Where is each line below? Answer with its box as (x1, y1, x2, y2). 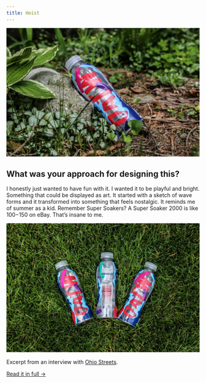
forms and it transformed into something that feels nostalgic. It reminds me (6, 198, 196, 206)
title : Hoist (6, 10, 40, 16)
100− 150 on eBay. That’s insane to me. (6, 211, 104, 219)
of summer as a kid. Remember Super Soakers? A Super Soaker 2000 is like (6, 204, 199, 212)
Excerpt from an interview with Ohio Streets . (6, 358, 118, 365)
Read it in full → (6, 370, 46, 377)
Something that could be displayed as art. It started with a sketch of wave (6, 191, 193, 199)
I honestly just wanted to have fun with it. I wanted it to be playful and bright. (6, 185, 200, 193)
